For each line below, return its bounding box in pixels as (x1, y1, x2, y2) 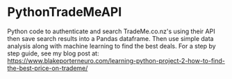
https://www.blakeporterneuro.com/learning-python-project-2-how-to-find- (7, 56, 226, 64)
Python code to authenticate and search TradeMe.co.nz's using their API (7, 27, 215, 35)
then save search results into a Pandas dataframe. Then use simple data (7, 34, 214, 42)
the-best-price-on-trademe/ (7, 64, 88, 72)
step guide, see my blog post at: (7, 49, 99, 58)
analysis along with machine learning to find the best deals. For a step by (7, 42, 217, 50)
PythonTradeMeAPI (7, 4, 122, 20)
